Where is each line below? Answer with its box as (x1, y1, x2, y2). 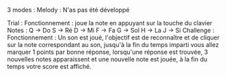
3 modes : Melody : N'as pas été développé (7, 6, 130, 14)
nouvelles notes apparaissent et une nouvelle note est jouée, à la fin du (7, 55, 207, 63)
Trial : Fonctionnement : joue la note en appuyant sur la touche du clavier (7, 19, 213, 27)
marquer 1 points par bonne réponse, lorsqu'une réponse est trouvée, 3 (7, 48, 209, 56)
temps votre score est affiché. (7, 63, 92, 70)
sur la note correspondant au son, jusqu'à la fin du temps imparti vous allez (7, 41, 219, 48)
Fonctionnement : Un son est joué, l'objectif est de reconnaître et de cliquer (7, 33, 220, 42)
